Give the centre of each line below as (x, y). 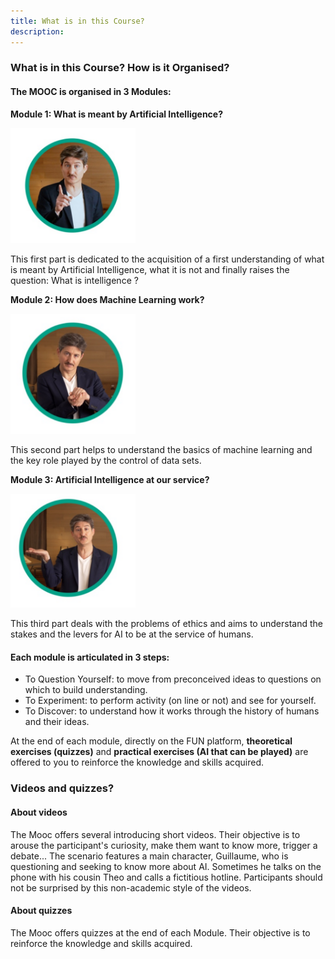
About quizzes (41, 911)
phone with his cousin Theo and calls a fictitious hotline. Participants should (166, 877)
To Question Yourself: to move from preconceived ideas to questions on (173, 679)
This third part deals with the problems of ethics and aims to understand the (166, 624)
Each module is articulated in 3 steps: (90, 657)
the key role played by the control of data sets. (106, 460)
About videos (39, 812)
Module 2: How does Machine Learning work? (107, 299)
